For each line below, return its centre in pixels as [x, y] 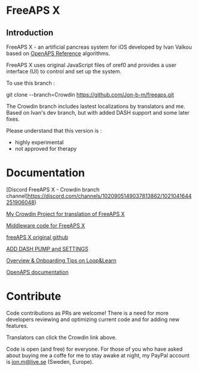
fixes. [13, 119]
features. [17, 325]
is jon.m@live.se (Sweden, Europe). [50, 361]
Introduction [30, 33]
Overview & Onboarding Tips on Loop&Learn [61, 260]
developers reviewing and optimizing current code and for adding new [93, 319]
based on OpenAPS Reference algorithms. [58, 53]
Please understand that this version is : [54, 131]
